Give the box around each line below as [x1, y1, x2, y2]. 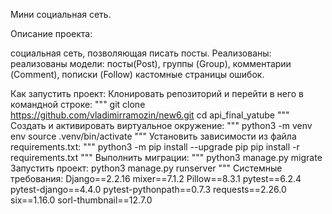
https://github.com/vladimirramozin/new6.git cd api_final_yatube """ [10, 109, 290, 121]
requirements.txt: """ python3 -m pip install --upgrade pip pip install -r [10, 141, 300, 153]
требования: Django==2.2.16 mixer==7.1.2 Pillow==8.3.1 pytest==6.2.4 [10, 173, 302, 184]
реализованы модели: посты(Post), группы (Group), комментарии [10, 58, 292, 69]
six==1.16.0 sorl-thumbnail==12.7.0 [10, 194, 153, 206]
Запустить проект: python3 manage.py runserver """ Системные [10, 162, 283, 174]
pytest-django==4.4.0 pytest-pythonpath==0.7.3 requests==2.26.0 [10, 184, 287, 195]
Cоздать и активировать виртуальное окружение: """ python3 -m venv [10, 120, 313, 131]
